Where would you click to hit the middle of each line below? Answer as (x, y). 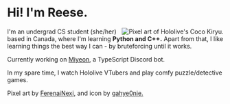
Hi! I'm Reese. (47, 13)
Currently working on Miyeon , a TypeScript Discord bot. (86, 59)
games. (18, 79)
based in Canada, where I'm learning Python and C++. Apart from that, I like (115, 38)
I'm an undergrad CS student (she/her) (62, 31)
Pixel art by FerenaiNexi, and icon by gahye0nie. (75, 93)
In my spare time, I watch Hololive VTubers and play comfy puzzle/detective (115, 73)
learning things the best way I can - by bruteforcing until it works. (100, 46)
